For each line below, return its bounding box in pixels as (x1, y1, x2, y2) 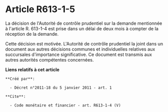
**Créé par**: (5, 76, 35, 81)
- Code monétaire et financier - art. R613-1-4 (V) (10, 102, 121, 108)
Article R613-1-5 (5, 4, 75, 15)
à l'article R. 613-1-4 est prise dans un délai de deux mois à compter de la (5, 25, 158, 31)
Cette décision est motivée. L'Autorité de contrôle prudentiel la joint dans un (5, 40, 163, 46)
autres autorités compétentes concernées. (5, 57, 94, 63)
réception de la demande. (5, 31, 59, 37)
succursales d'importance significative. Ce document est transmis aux (5, 51, 152, 58)
